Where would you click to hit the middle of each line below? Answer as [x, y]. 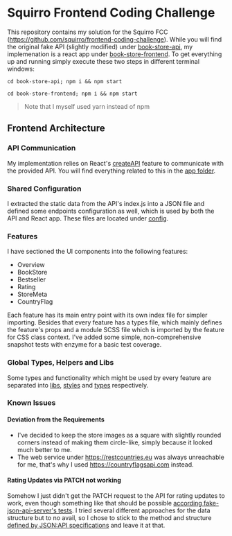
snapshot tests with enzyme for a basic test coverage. [84, 345]
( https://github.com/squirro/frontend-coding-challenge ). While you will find [115, 39]
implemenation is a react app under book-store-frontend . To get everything [115, 54]
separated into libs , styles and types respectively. [78, 385]
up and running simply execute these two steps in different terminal [103, 61]
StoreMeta [32, 294]
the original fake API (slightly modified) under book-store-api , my [100, 46]
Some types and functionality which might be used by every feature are [109, 378]
